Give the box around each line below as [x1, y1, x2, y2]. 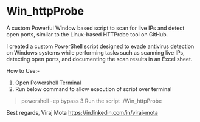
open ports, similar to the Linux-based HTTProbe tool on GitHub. [6, 30, 168, 38]
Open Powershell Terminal [15, 79, 81, 86]
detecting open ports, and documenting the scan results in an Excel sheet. [6, 55, 193, 63]
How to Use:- [6, 67, 40, 74]
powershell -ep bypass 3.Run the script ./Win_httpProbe [21, 97, 162, 104]
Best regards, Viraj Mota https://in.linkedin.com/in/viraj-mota [6, 109, 158, 116]
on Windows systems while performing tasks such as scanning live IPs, [6, 49, 185, 56]
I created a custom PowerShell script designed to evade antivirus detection [6, 42, 195, 50]
